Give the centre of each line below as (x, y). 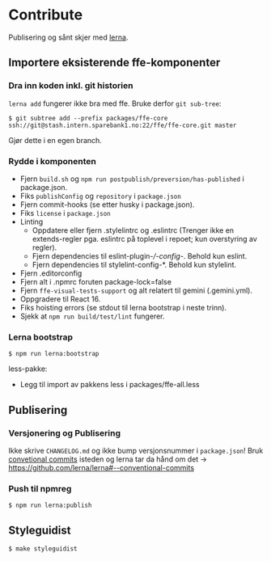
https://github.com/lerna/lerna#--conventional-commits (102, 467)
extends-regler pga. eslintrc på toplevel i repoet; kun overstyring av (144, 238)
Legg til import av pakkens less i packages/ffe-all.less (110, 385)
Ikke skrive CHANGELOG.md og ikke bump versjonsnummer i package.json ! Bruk (136, 450)
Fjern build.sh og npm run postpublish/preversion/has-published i (132, 179)
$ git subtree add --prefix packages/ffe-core (88, 118)
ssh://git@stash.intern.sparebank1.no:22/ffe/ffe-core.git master (123, 125)
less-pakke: (28, 369)
